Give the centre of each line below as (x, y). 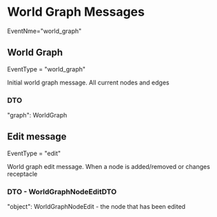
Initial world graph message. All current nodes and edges (89, 82)
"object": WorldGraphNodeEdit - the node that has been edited (96, 207)
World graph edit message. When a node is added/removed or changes (108, 166)
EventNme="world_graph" (44, 31)
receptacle (22, 174)
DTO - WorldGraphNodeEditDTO (62, 192)
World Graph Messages (76, 12)
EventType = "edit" (34, 153)
